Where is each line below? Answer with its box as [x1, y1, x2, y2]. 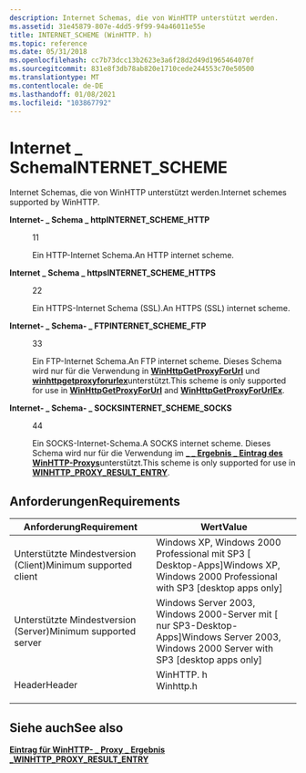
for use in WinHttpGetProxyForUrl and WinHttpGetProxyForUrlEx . [32, 385, 285, 396]
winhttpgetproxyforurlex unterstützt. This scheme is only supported [32, 375, 287, 386]
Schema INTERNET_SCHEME [9, 157, 228, 178]
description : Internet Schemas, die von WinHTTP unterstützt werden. [9, 13, 280, 23]
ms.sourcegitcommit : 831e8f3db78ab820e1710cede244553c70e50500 [9, 65, 255, 74]
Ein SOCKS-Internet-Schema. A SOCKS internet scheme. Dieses [32, 438, 271, 449]
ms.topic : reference [9, 38, 88, 48]
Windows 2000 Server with [156, 642, 274, 655]
